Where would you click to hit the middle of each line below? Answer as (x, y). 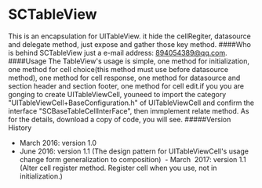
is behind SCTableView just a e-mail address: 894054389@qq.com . (118, 52)
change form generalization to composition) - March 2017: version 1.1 (133, 159)
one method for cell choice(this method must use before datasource (118, 69)
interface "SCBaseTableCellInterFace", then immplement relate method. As (129, 110)
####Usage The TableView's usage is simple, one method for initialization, (129, 61)
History (20, 128)
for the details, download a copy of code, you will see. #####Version (120, 119)
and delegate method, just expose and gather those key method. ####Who (129, 44)
